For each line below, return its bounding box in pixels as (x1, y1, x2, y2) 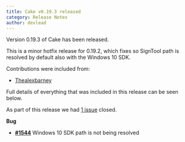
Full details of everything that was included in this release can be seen (6, 89, 178, 96)
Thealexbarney (14, 77, 52, 84)
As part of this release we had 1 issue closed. (6, 106, 117, 113)
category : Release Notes (6, 14, 68, 20)
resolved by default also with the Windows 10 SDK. (6, 54, 131, 61)
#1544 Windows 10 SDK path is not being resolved (14, 129, 140, 137)
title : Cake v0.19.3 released (6, 8, 81, 15)
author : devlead (6, 20, 46, 26)
